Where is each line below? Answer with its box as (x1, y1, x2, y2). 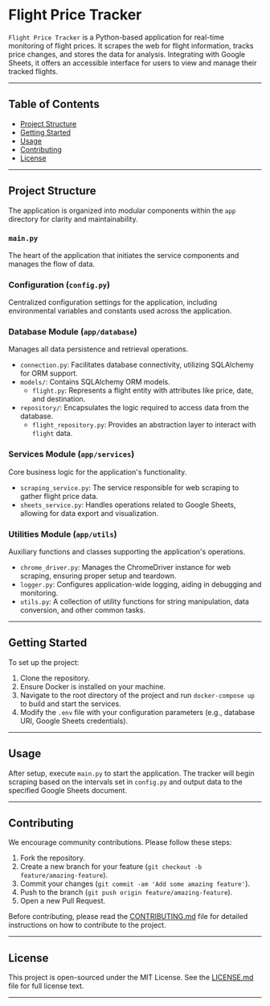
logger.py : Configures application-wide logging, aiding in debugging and (19, 580, 262, 589)
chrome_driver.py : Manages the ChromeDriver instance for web (19, 563, 231, 572)
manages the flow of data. (8, 259, 95, 268)
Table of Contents (8, 98, 100, 111)
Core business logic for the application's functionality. (8, 467, 187, 476)
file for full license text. (8, 981, 84, 991)
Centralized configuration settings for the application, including (8, 297, 218, 307)
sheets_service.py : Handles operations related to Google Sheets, (19, 500, 236, 509)
